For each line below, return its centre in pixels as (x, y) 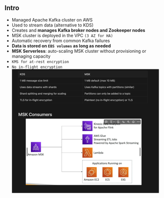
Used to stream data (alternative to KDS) (53, 25)
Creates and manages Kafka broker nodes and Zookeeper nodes (78, 30)
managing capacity (31, 56)
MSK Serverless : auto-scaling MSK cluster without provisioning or (79, 51)
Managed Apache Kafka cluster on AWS (52, 20)
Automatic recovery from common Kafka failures (61, 41)
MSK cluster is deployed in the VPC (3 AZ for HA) (62, 35)
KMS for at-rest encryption (40, 62)
